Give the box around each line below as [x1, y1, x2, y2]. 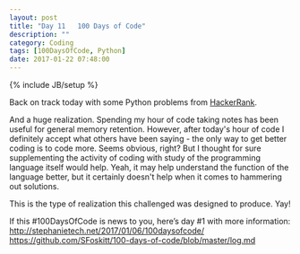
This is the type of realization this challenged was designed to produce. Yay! [9, 198, 291, 209]
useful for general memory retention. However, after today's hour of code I [9, 124, 285, 135]
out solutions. [9, 181, 60, 191]
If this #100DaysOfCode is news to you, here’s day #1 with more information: [9, 216, 291, 226]
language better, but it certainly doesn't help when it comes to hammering [9, 171, 282, 182]
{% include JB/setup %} [9, 80, 99, 90]
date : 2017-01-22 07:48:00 [9, 55, 110, 64]
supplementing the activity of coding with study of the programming [9, 153, 261, 162]
